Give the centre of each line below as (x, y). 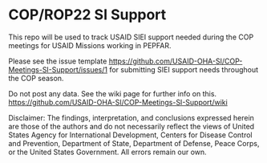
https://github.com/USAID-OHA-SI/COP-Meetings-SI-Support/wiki (118, 102)
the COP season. (36, 78)
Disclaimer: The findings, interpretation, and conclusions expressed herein (131, 117)
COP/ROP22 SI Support (87, 15)
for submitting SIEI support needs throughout (184, 69)
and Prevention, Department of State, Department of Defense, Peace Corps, (134, 143)
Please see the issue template (58, 61)
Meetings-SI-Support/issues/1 (58, 69)
